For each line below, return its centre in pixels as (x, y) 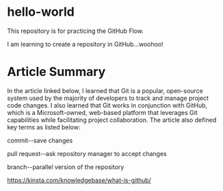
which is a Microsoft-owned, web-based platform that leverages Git (102, 112)
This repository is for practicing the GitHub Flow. (75, 31)
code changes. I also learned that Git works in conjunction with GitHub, (107, 105)
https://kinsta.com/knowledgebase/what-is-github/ (79, 180)
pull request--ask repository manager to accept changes (87, 153)
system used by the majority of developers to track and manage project (108, 98)
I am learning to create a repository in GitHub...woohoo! (86, 44)
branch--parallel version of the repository (66, 167)
